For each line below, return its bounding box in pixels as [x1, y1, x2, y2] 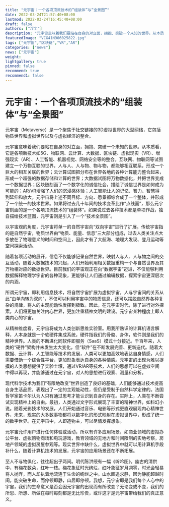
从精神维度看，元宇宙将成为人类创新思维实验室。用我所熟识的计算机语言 [5, 325, 155, 331]
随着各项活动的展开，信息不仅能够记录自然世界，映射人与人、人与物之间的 [5, 253, 159, 259]
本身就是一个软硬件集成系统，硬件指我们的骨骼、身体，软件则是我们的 [18, 331, 164, 337]
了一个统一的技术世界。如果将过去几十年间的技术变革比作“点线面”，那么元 [5, 200, 159, 206]
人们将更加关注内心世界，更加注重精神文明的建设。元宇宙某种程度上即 [14, 308, 159, 314]
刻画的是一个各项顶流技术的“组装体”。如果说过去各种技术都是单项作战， [9, 206, 159, 212]
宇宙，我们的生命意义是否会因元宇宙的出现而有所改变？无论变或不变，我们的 [5, 483, 164, 489]
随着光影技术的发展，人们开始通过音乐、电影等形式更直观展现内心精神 [14, 405, 159, 411]
